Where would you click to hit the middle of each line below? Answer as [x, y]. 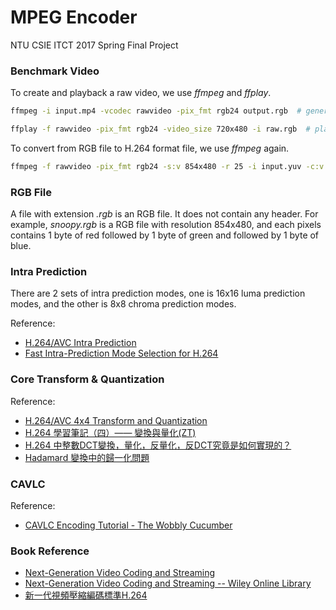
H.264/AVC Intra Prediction [80, 343]
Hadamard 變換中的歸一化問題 [87, 457]
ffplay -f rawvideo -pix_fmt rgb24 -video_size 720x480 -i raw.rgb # [160, 129]
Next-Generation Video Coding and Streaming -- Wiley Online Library [168, 583]
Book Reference [50, 551]
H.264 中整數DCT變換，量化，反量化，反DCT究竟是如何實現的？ [158, 445]
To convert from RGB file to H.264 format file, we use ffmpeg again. [150, 148]
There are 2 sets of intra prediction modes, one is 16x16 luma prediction [158, 293]
